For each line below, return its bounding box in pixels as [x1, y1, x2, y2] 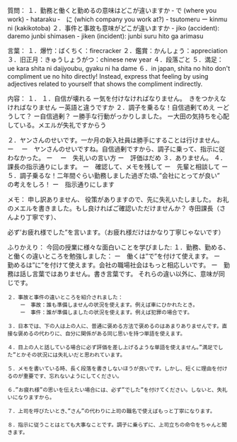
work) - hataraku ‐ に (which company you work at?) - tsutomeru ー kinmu [7, 15, 228, 23]
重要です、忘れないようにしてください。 [23, 373, 122, 380]
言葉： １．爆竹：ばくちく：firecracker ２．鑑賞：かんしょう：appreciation [7, 47, 228, 55]
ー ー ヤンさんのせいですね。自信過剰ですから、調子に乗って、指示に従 [7, 144, 226, 153]
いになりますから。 [7, 394, 55, 401]
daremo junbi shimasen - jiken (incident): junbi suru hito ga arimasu [7, 32, 204, 40]
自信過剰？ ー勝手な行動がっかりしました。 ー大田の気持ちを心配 [40, 112, 230, 120]
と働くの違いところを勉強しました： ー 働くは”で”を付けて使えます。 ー [7, 252, 221, 260]
